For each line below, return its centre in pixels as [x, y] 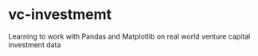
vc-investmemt [60, 15]
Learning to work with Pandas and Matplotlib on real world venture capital [129, 36]
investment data [35, 44]
